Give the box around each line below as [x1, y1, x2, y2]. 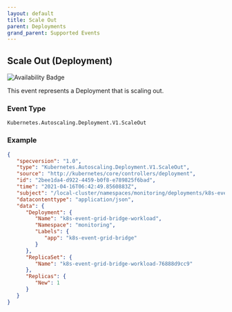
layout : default [7, 10, 54, 17]
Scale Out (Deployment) [7, 55, 113, 66]
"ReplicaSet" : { [25, 253, 72, 261]
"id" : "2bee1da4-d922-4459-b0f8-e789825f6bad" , [16, 177, 156, 184]
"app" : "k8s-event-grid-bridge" [43, 235, 137, 242]
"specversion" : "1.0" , [16, 157, 81, 164]
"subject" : [16, 189, 48, 197]
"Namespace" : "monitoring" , [35, 222, 116, 228]
